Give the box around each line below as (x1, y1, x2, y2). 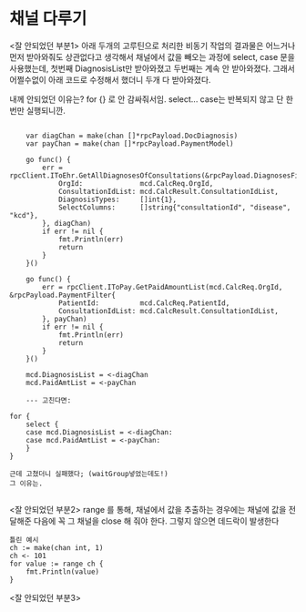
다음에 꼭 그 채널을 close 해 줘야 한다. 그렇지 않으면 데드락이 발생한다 (33, 515, 280, 526)
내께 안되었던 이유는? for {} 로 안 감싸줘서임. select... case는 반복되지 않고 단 (9, 93, 284, 105)
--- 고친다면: (25, 395, 72, 405)
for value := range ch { (9, 559, 104, 568)
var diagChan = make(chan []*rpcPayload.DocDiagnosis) (25, 131, 239, 140)
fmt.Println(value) (25, 566, 100, 576)
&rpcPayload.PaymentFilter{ (9, 291, 117, 300)
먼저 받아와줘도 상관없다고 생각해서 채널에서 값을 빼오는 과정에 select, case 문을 (9, 51, 296, 62)
